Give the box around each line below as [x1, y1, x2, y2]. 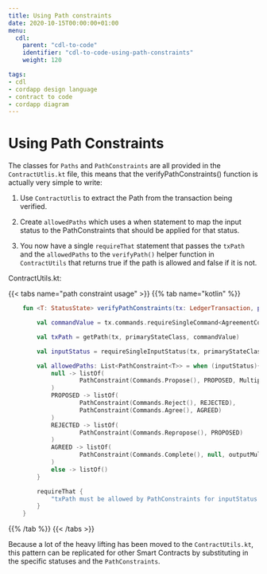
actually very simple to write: [8, 178, 103, 187]
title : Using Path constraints [8, 11, 112, 20]
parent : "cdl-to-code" [22, 41, 98, 49]
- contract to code [8, 92, 73, 100]
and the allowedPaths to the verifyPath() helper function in [19, 250, 215, 259]
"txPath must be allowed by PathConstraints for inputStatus [50, 495, 258, 503]
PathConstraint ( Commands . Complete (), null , [79, 451, 226, 459]
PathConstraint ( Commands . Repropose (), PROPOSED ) [79, 428, 244, 437]
